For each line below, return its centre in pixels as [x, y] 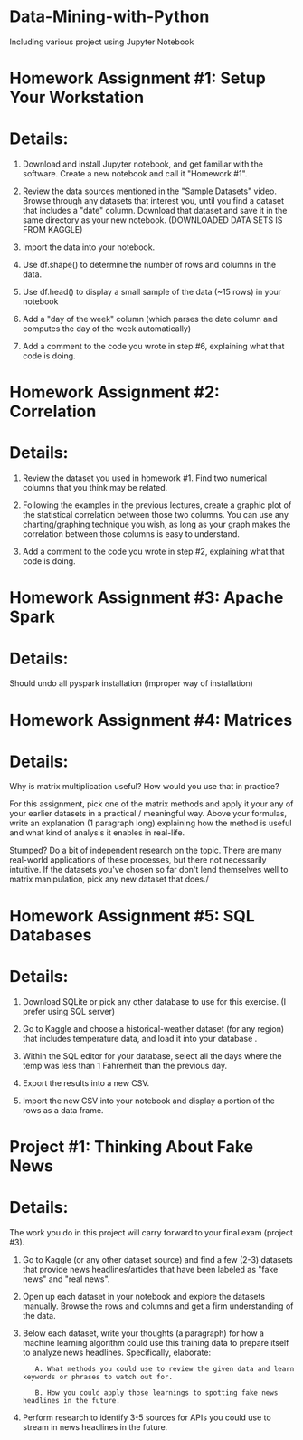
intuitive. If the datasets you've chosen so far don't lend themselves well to [149, 870]
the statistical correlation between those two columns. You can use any [156, 515]
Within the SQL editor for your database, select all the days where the [152, 1055]
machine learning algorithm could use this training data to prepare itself [156, 1342]
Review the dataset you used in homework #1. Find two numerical [145, 478]
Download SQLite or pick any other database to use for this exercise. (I [154, 1001]
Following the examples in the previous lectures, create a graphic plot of [157, 505]
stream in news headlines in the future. [95, 1426]
